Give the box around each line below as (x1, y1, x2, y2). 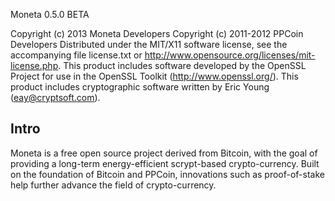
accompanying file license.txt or (10, 49, 143, 61)
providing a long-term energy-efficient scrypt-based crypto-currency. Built (10, 157, 320, 169)
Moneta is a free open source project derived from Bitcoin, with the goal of (10, 147, 318, 159)
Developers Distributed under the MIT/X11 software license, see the (10, 39, 288, 50)
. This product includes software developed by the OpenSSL (58, 60, 307, 71)
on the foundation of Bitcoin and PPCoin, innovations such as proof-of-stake (10, 168, 325, 180)
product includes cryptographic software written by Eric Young (10, 81, 270, 93)
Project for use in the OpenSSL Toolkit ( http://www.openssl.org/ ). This (10, 70, 299, 82)
